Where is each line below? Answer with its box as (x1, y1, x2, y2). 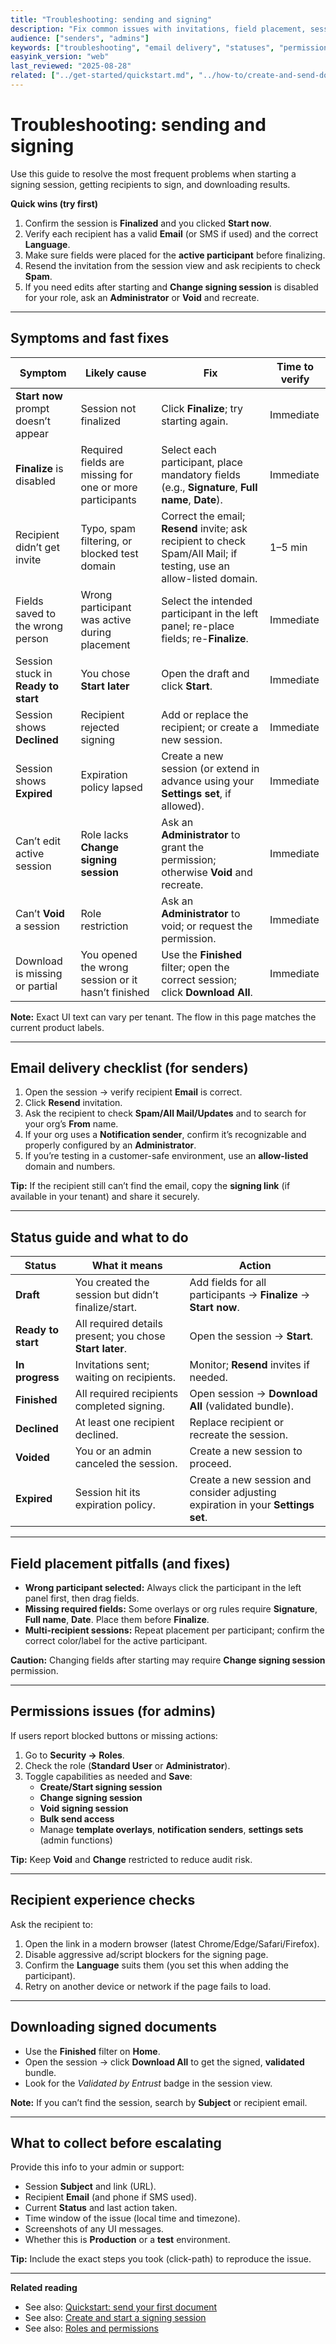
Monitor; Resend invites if (189, 1358, 310, 1372)
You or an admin (74, 1444, 152, 1458)
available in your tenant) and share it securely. (10, 1191, 200, 1203)
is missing (15, 966, 63, 980)
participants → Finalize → (189, 1288, 311, 1302)
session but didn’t (74, 1288, 159, 1302)
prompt (15, 401, 50, 415)
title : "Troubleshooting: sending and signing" (10, 14, 213, 25)
